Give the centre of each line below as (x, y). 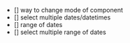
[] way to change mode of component (68, 10)
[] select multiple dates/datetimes (62, 17)
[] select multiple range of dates (60, 32)
